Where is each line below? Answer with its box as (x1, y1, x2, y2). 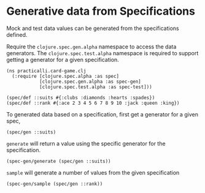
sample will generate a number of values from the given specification (6, 168, 180, 176)
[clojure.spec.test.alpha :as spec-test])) (39, 84, 152, 90)
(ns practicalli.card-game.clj (6, 67, 87, 74)
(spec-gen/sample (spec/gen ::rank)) (6, 181, 103, 187)
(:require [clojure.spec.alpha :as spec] (12, 73, 120, 79)
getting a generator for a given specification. (6, 56, 120, 63)
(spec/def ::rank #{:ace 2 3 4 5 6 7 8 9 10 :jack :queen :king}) (6, 100, 180, 106)
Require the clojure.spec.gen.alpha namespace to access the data (6, 43, 177, 50)
